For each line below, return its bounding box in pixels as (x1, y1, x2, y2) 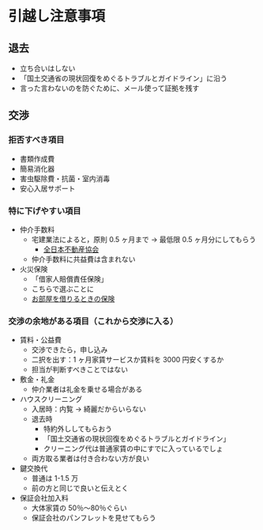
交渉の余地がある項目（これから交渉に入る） (8, 316, 178, 327)
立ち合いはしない (19, 64, 76, 73)
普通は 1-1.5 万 (31, 474, 79, 483)
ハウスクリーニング (19, 395, 83, 404)
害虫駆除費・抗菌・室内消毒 (19, 173, 111, 183)
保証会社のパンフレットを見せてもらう (31, 513, 156, 523)
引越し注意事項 (8, 7, 106, 25)
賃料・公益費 (19, 335, 62, 345)
